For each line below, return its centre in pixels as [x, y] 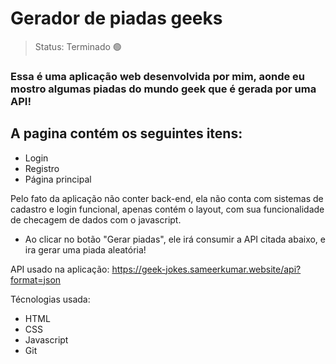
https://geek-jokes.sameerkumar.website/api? [206, 269]
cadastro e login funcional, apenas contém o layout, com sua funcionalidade [167, 209]
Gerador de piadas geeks [116, 18]
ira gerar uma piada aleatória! [85, 249]
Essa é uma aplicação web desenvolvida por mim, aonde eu [158, 76]
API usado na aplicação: [60, 269]
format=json [36, 279]
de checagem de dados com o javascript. [96, 219]
